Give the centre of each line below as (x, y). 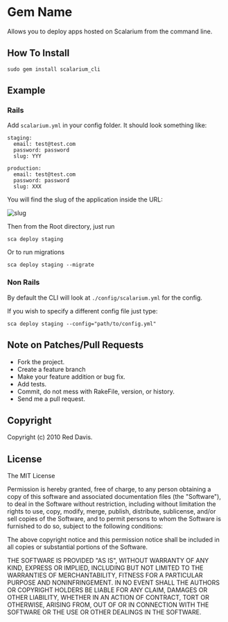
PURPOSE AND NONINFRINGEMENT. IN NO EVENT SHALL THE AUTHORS (114, 583)
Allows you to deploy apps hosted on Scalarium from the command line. (110, 31)
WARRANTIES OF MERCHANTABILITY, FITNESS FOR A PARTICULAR (105, 575)
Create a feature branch (51, 369)
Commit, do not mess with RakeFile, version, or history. (96, 391)
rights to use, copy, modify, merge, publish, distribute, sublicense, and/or (112, 511)
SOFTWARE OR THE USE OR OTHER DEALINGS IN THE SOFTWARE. (104, 612)
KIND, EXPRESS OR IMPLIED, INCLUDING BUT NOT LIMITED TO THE (105, 568)
